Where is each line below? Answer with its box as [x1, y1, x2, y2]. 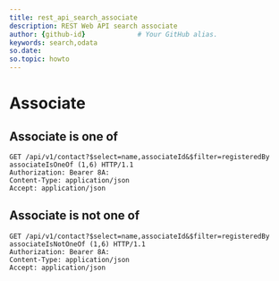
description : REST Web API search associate [9, 21, 178, 30]
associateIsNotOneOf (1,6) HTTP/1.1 [9, 239, 146, 249]
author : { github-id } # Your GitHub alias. [9, 30, 218, 38]
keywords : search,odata [9, 38, 98, 47]
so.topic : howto [9, 55, 70, 64]
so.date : [9, 47, 42, 55]
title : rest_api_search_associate [9, 13, 139, 22]
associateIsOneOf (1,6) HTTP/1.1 [9, 160, 134, 169]
